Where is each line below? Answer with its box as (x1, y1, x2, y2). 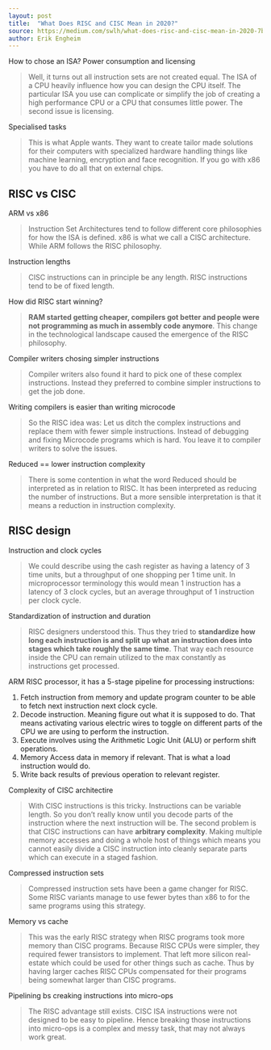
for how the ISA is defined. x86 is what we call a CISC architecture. (27, 233, 252, 242)
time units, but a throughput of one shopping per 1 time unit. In (27, 569, 236, 579)
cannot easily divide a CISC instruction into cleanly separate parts (27, 843, 248, 853)
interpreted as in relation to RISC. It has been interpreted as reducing (27, 484, 257, 493)
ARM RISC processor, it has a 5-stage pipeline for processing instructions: (8, 676, 255, 687)
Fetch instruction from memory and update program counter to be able (19, 692, 256, 702)
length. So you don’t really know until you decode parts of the (27, 809, 234, 819)
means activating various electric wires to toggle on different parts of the (19, 718, 263, 728)
